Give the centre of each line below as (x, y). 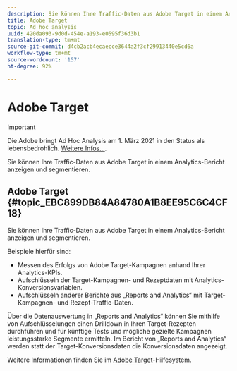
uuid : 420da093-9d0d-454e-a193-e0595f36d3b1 (74, 34)
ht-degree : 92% (30, 66)
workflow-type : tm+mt (39, 54)
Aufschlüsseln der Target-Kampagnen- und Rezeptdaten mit (105, 280)
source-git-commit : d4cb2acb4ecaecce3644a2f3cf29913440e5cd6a (101, 47)
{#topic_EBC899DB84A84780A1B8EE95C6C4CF (117, 202)
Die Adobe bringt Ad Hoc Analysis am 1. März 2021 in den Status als (106, 140)
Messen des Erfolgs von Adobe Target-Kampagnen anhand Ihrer (111, 265)
